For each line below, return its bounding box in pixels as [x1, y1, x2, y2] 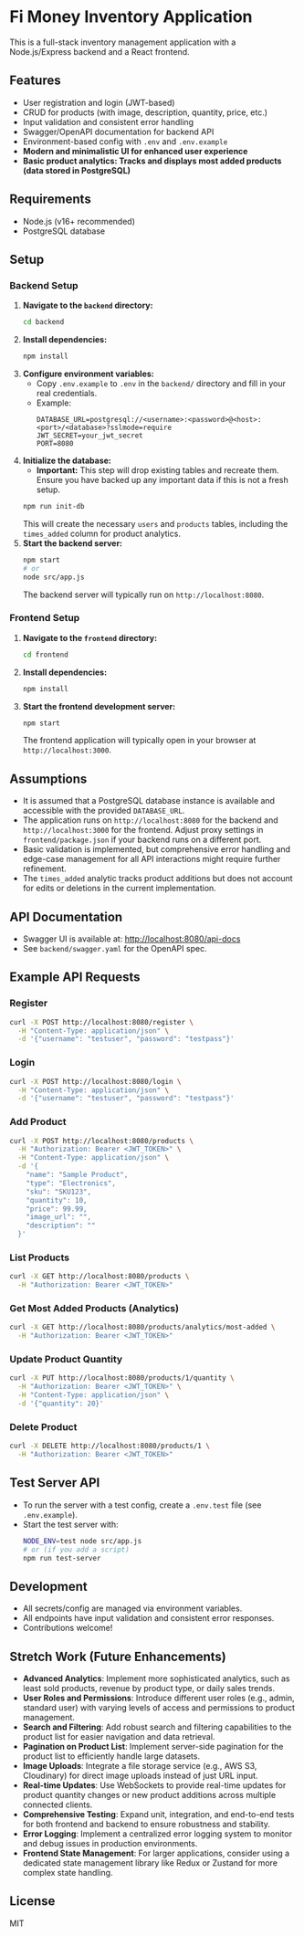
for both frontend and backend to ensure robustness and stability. [22, 1819, 271, 1830]
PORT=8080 [36, 439, 75, 448]
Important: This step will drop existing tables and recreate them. [36, 465, 279, 476]
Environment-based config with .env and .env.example [22, 135, 228, 147]
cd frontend [22, 650, 68, 659]
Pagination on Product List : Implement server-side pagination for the [22, 1741, 284, 1752]
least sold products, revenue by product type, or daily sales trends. [22, 1683, 276, 1694]
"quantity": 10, [26, 1195, 89, 1205]
